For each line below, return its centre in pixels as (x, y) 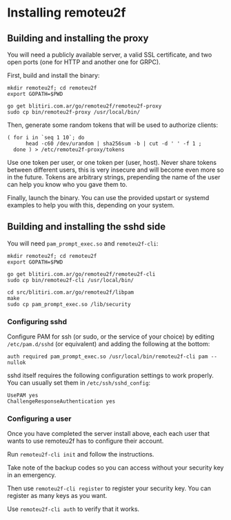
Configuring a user (39, 419)
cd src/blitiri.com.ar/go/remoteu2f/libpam (71, 292)
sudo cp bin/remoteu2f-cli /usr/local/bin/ (71, 280)
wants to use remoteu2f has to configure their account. (86, 441)
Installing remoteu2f (67, 13)
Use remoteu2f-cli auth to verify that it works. (73, 509)
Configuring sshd (37, 321)
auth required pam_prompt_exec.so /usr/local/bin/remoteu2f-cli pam (108, 357)
